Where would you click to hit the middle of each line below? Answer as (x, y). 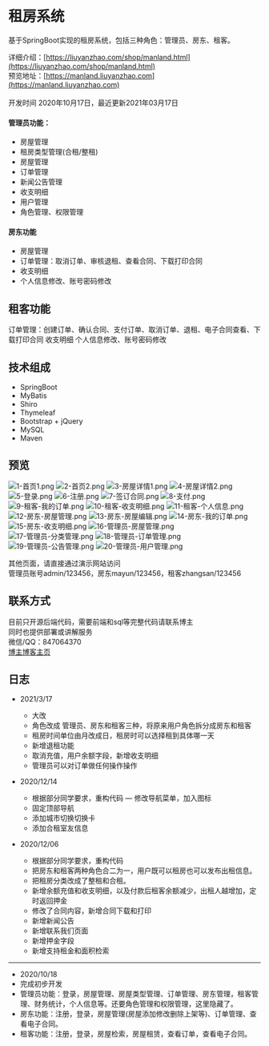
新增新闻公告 (53, 921)
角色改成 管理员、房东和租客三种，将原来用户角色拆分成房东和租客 (142, 726)
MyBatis (33, 395)
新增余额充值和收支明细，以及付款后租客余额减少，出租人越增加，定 (144, 891)
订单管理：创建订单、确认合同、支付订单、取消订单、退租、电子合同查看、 (131, 330)
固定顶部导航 (53, 808)
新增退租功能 (53, 746)
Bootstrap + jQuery (51, 420)
